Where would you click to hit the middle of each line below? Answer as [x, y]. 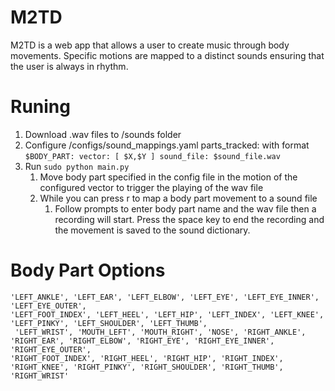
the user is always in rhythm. [69, 66]
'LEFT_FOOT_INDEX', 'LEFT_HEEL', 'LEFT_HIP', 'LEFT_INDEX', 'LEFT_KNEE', [167, 314]
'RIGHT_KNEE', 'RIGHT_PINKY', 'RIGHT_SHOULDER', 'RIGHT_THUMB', [147, 367]
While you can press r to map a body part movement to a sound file [178, 198]
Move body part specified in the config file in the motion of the [168, 177]
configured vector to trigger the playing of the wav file [151, 187]
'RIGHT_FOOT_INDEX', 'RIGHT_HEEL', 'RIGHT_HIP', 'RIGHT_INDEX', [147, 358]
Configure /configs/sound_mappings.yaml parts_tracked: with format [167, 145]
